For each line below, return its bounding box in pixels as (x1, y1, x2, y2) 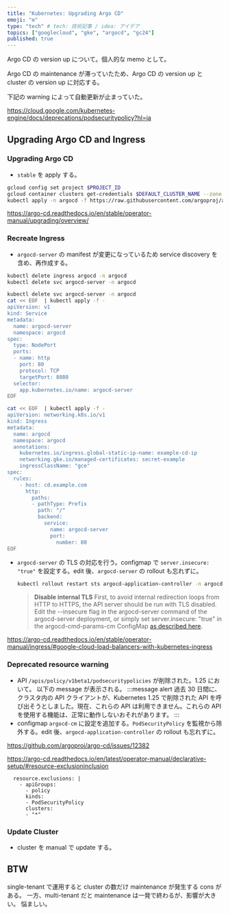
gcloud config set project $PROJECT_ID (7, 184, 121, 191)
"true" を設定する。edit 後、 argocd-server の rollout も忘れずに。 (16, 567, 203, 575)
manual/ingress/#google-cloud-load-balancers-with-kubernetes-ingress (7, 643, 213, 651)
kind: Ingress (7, 418, 48, 425)
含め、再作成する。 (16, 258, 72, 267)
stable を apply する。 (16, 170, 81, 179)
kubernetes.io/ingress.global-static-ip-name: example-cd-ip (19, 450, 197, 457)
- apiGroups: (19, 781, 57, 788)
